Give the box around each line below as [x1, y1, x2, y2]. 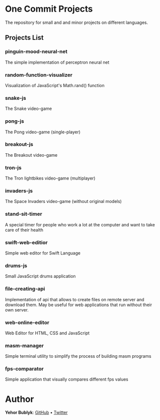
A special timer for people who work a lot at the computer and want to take [5, 221, 155, 227]
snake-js [5, 94, 26, 101]
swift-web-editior [5, 239, 48, 246]
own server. [5, 307, 29, 312]
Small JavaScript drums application [5, 274, 76, 279]
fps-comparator [5, 365, 44, 372]
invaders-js [5, 187, 33, 194]
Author [5, 393, 34, 404]
